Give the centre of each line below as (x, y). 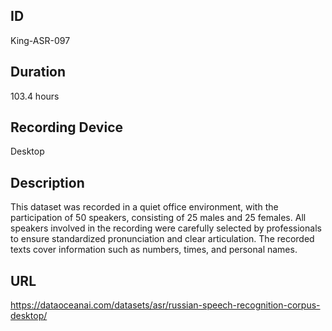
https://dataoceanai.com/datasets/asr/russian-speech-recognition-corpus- (165, 305)
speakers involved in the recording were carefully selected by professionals (166, 228)
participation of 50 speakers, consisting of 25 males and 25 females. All (158, 218)
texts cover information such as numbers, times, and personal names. (154, 250)
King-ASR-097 (40, 40)
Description (47, 182)
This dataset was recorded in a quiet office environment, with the (144, 207)
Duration (38, 72)
